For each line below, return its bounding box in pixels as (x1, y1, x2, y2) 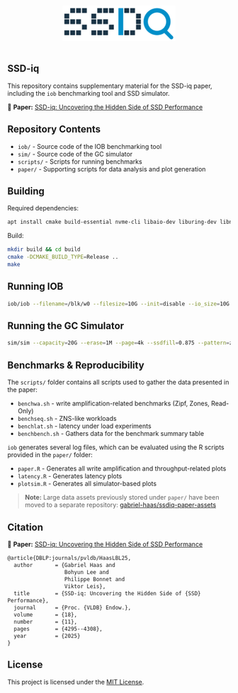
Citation (7, 521, 44, 533)
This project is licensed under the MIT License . (7, 677, 144, 686)
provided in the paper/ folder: (7, 451, 93, 459)
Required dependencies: (7, 204, 79, 213)
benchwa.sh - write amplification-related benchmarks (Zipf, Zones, (17, 399, 210, 408)
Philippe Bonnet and (64, 575, 125, 582)
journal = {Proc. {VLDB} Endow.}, (13, 604, 132, 611)
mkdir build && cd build (7, 246, 81, 253)
